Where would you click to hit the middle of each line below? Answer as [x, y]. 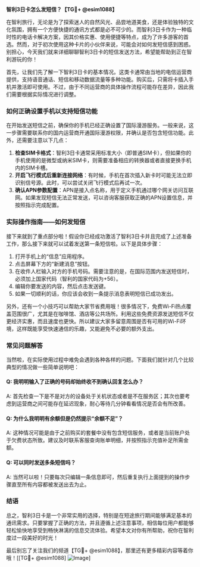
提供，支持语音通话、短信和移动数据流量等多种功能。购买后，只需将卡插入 [97, 79]
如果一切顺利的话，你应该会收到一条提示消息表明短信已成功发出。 [96, 293]
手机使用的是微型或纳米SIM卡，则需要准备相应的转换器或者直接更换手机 [103, 160]
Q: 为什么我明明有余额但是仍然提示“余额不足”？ [65, 418]
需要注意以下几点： [45, 140]
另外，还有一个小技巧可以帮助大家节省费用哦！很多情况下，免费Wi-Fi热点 [96, 306]
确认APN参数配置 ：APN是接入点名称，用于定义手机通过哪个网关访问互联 [104, 190]
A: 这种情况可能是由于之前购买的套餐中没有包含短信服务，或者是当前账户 [96, 433]
